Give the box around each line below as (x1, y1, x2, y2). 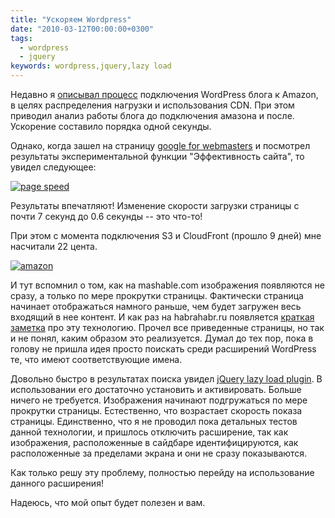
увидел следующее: (10, 161, 97, 173)
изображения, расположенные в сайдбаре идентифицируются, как (10, 437, 299, 448)
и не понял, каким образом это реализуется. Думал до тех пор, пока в (10, 332, 314, 344)
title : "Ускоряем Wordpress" (10, 14, 132, 25)
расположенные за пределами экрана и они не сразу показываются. (10, 447, 308, 459)
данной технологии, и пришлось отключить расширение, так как (10, 426, 289, 438)
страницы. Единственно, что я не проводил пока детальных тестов (10, 416, 298, 427)
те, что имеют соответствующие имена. (10, 354, 183, 365)
